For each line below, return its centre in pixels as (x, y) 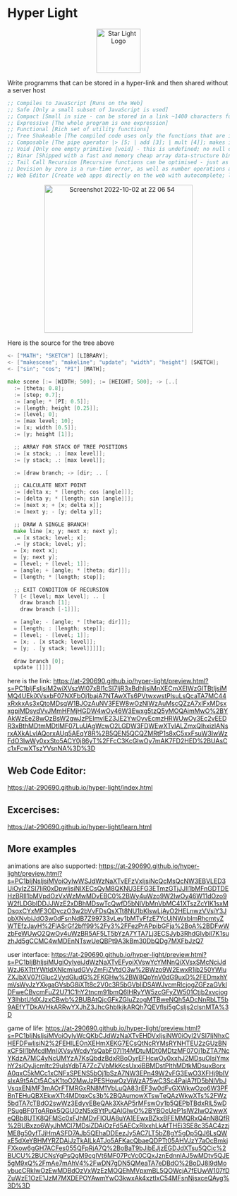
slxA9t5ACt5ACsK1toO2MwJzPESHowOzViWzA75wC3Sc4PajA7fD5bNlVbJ (117, 1080)
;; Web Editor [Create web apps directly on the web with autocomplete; (116, 175)
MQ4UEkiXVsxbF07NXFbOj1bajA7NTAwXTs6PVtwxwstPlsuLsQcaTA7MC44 (117, 696)
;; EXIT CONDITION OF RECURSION (61, 590)
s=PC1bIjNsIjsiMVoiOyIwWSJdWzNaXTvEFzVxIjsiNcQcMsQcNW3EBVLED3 (117, 881)
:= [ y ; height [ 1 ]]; (44, 434)
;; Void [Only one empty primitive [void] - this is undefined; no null (116, 149)
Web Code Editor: (47, 770)
